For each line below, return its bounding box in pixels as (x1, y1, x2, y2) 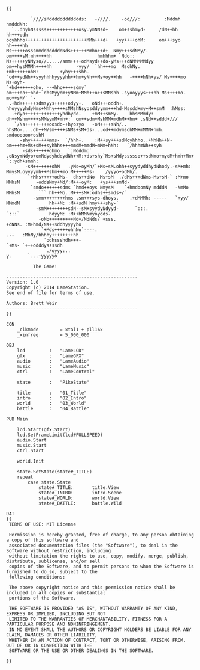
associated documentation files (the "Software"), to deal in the (8, 542, 178, 549)
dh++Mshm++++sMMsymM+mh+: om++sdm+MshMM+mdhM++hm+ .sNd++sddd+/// (6, 116, 178, 122)
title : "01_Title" (17, 390, 87, 396)
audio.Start (17, 437, 47, 443)
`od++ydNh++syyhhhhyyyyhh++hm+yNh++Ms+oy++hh (6, 74, 122, 80)
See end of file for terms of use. (6, 290, 95, 296)
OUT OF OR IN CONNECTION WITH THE (6, 642, 93, 648)
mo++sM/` (6, 95, 28, 101)
